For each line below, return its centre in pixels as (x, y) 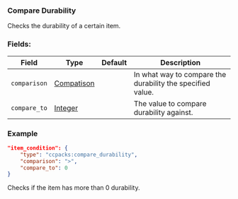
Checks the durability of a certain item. (64, 26)
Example (23, 133)
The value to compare (170, 103)
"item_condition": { (38, 148)
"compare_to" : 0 (44, 168)
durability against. (163, 112)
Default (114, 62)
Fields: (19, 44)
